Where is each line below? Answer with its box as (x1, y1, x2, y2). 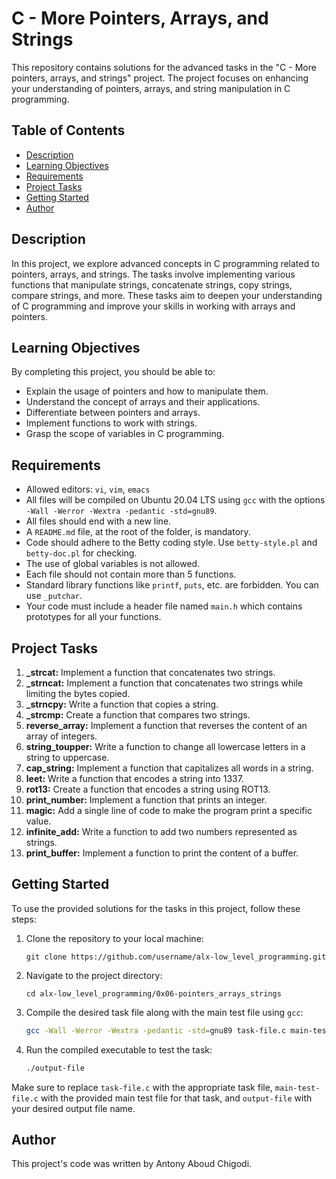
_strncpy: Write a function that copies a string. (25, 698, 219, 710)
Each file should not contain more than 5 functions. (25, 568, 237, 581)
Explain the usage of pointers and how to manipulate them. (25, 385, 269, 397)
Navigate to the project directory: (25, 969, 163, 981)
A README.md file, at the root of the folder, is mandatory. (25, 526, 251, 538)
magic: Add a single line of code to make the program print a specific (25, 805, 313, 816)
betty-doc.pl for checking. (25, 547, 138, 559)
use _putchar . (25, 590, 83, 602)
